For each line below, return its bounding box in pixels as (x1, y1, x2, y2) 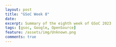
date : (5, 16, 16, 21)
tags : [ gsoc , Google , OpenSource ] (5, 25, 77, 30)
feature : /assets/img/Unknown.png (5, 30, 77, 35)
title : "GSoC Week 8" (5, 12, 50, 17)
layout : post (5, 7, 32, 12)
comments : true (5, 35, 37, 40)
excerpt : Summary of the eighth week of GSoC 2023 (5, 21, 112, 26)
